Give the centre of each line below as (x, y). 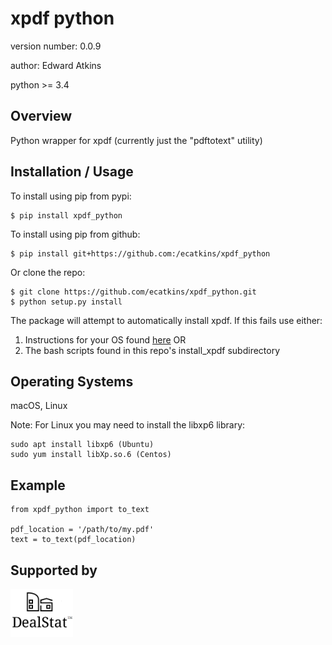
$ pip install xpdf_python (66, 215)
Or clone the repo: (48, 272)
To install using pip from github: (75, 234)
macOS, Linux (39, 406)
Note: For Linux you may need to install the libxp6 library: (128, 425)
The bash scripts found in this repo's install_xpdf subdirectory (152, 350)
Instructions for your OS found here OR (105, 339)
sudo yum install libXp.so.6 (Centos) (91, 455)
